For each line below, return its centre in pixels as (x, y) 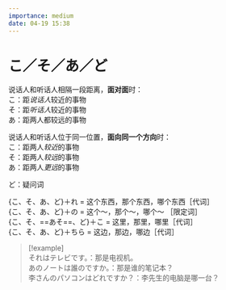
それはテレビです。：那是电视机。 (83, 258)
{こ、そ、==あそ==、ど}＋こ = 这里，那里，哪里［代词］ (103, 222)
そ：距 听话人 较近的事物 (47, 110)
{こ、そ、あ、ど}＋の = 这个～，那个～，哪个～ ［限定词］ (105, 212)
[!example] (46, 248)
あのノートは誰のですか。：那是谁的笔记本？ (100, 268)
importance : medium (41, 16)
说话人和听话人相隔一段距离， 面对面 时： (75, 90)
